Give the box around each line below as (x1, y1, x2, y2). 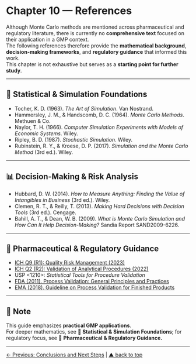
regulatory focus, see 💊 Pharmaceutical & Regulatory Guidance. (6, 335, 163, 342)
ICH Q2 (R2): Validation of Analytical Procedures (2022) (14, 265, 149, 273)
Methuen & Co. (14, 117, 51, 124)
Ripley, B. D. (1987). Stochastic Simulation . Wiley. (14, 136, 133, 143)
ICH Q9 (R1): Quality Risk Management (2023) (14, 259, 125, 266)
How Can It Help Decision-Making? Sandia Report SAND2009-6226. (14, 221, 180, 228)
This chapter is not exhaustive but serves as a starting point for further (6, 60, 179, 68)
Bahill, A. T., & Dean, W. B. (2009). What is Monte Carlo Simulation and (14, 215, 185, 222)
